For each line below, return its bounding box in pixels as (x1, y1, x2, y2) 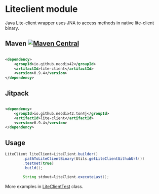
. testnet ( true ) (23, 161, 54, 166)
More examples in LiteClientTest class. (5, 183, 83, 189)
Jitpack (5, 89, 29, 97)
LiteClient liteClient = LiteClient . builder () (5, 152, 98, 157)
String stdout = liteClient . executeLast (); (23, 174, 110, 179)
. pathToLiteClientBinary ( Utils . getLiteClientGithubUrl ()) (23, 156, 145, 161)
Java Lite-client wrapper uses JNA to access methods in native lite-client (5, 20, 154, 26)
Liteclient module (5, 3, 78, 15)
